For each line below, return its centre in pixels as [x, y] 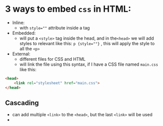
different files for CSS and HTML [53, 59]
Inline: [18, 23]
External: [21, 54]
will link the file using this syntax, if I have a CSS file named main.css [89, 64]
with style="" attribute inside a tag [54, 27]
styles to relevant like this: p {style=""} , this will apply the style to [87, 43]
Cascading [22, 103]
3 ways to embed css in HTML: [68, 9]
